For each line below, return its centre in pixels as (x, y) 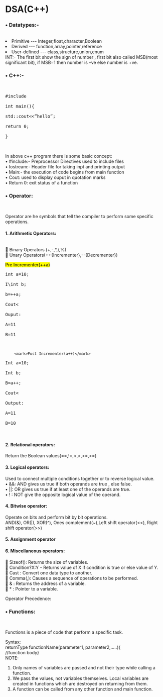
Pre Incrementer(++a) (28, 265)
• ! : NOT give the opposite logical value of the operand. (63, 494)
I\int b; (16, 284)
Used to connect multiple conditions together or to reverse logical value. (80, 478)
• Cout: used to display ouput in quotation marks (55, 177)
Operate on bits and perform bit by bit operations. (56, 517)
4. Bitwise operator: (26, 506)
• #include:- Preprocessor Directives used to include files (65, 161)
